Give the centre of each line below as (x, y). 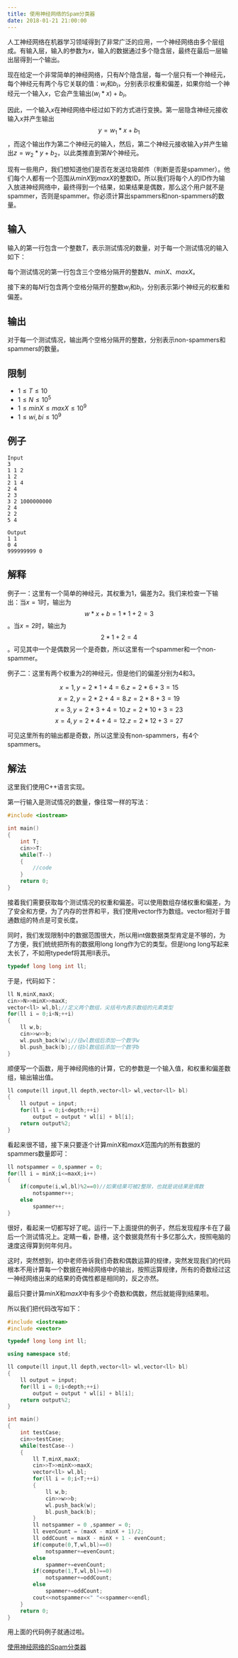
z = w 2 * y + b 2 (36, 153)
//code (42, 868)
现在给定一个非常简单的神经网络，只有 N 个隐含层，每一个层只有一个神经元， (118, 75)
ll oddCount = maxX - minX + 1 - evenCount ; (100, 1539)
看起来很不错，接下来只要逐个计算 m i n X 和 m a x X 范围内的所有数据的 (104, 1144)
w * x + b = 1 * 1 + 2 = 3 (119, 613)
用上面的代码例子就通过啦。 (48, 1632)
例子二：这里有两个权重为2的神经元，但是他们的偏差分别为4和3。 (103, 673)
